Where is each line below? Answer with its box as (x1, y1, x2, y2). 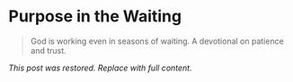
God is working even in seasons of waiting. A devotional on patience (30, 36, 284, 46)
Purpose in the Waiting (8, 6, 182, 27)
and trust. (30, 45, 67, 55)
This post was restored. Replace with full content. (8, 62, 192, 73)
